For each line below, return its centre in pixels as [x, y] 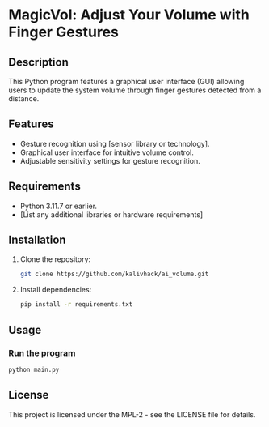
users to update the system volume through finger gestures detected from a [135, 90]
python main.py [34, 369]
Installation [37, 240]
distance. [24, 98]
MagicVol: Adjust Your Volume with [129, 15]
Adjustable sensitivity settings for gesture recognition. [110, 160]
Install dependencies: [56, 290]
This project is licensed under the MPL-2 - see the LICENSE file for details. [132, 414]
